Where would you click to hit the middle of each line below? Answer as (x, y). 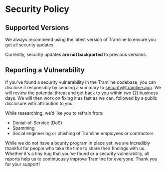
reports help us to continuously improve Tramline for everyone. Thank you (81, 159)
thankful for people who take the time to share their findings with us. (75, 148)
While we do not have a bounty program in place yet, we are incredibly (78, 143)
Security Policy (37, 9)
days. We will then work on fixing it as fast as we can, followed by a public (81, 98)
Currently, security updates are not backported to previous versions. (76, 54)
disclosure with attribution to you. (39, 103)
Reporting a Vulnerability (45, 70)
